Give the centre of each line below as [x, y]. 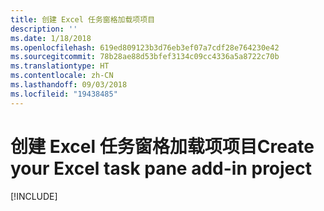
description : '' [44, 29]
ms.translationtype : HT [60, 66]
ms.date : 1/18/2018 [51, 38]
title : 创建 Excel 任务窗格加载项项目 [83, 19]
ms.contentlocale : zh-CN [62, 76]
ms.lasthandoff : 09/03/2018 [69, 85]
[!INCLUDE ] [34, 196]
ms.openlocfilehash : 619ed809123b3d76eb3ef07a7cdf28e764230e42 [145, 47]
